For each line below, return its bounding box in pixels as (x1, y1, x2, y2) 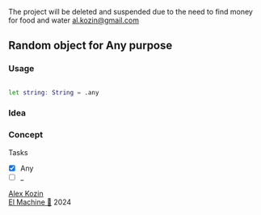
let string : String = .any (8, 88, 99, 96)
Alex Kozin (8, 188, 44, 198)
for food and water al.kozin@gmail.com (8, 15, 140, 25)
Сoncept (8, 129, 43, 141)
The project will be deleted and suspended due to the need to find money (8, 7, 253, 16)
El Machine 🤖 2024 (8, 197, 72, 207)
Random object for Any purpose (8, 39, 173, 53)
